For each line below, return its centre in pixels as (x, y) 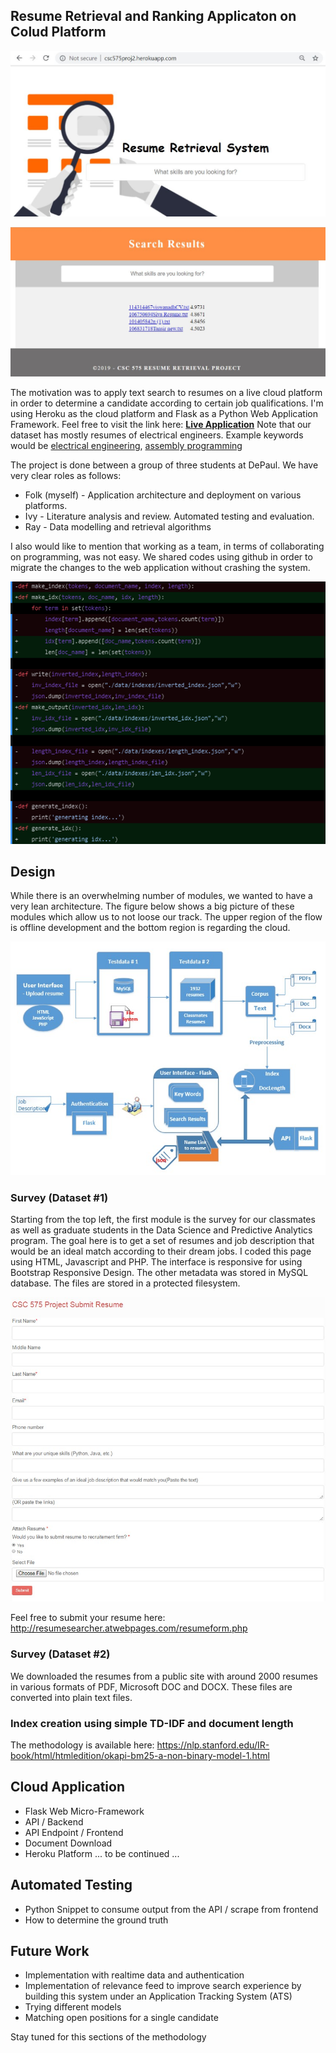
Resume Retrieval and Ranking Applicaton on (153, 16)
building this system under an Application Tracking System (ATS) (158, 1996)
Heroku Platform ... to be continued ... (102, 1853)
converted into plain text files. (71, 1697)
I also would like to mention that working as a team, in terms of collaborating (167, 546)
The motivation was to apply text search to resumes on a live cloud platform (166, 393)
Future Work (50, 1951)
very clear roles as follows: (66, 476)
